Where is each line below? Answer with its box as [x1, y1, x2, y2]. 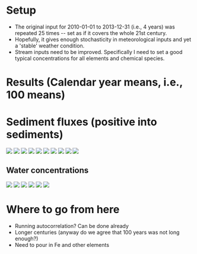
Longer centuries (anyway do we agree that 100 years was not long [14, 228, 180, 236]
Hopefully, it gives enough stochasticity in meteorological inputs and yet [14, 36, 192, 43]
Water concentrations [6, 166, 89, 176]
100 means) [6, 88, 65, 101]
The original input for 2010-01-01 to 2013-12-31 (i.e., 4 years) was [14, 23, 175, 30]
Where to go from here [6, 203, 120, 217]
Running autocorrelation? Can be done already [14, 222, 129, 229]
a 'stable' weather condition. [14, 42, 85, 49]
